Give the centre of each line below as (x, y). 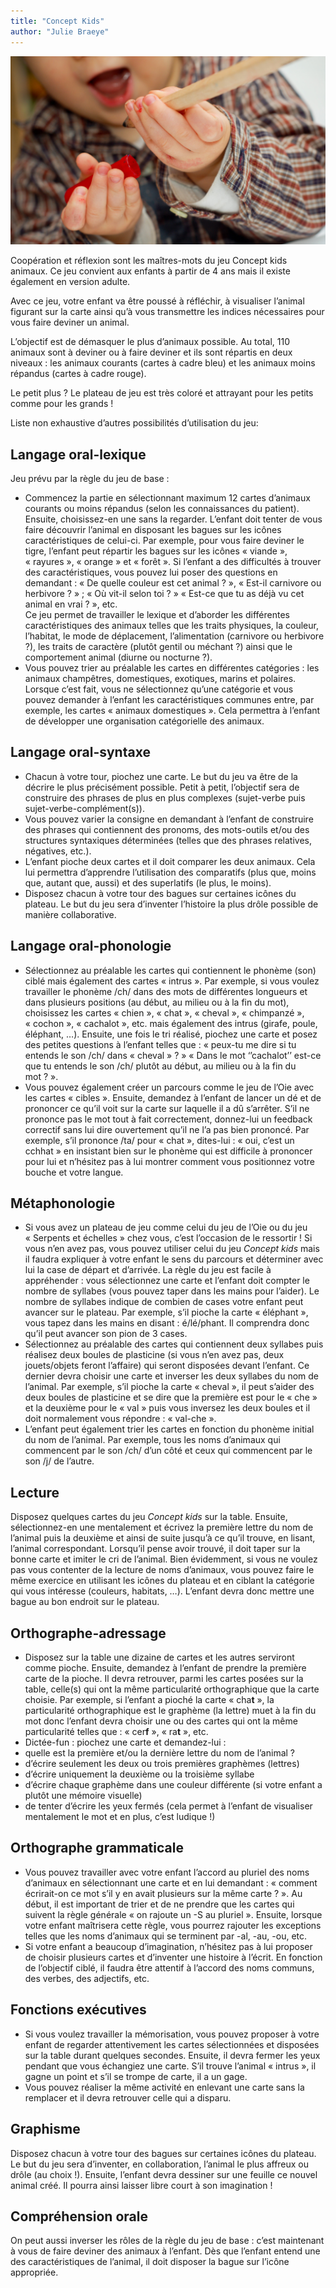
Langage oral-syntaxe (80, 752)
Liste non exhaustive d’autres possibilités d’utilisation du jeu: (134, 423)
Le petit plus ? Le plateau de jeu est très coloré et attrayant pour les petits (162, 393)
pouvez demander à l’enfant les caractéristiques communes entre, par (169, 700)
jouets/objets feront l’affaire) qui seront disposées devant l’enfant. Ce (167, 1366)
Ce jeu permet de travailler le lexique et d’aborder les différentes (157, 615)
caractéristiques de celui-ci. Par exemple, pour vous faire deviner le (164, 541)
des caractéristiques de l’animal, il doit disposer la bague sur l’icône (150, 2262)
